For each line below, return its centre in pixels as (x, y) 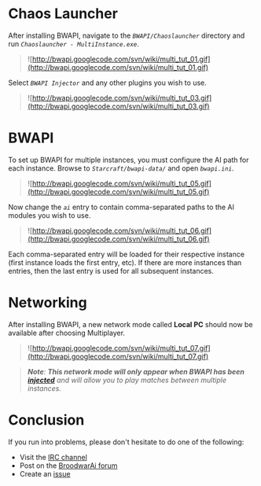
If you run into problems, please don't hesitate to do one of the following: (126, 442)
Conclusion (46, 420)
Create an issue (45, 473)
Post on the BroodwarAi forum (68, 466)
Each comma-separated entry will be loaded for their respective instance (127, 254)
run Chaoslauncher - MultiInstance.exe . (74, 43)
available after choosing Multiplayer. (67, 333)
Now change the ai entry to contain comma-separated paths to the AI (121, 207)
